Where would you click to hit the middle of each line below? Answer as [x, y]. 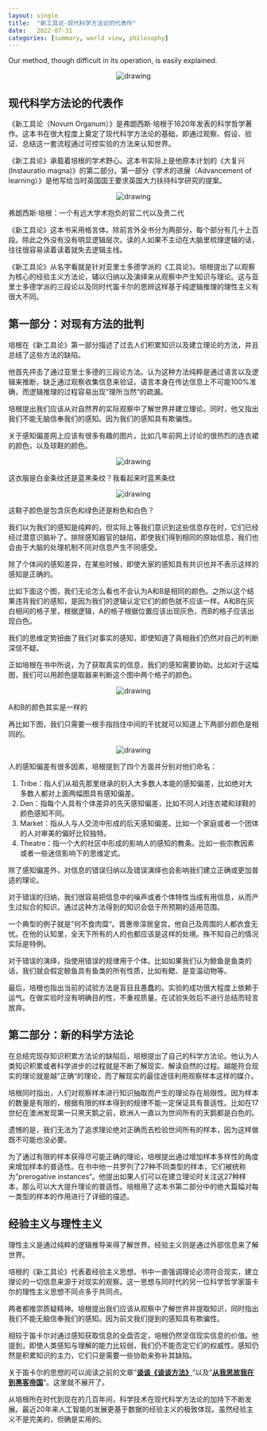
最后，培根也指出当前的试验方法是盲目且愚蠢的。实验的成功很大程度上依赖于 [133, 987]
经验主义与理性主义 [55, 1224]
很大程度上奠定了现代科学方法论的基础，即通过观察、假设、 [147, 134]
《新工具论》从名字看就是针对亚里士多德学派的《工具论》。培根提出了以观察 [132, 267]
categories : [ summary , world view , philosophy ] [89, 38]
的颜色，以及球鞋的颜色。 [50, 445]
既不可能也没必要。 [40, 1139]
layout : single [33, 16]
